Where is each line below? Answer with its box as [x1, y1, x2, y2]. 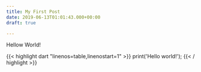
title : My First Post [6, 8, 61, 15]
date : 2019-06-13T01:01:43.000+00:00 [6, 14, 101, 20]
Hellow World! [6, 41, 41, 48]
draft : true [6, 20, 36, 26]
